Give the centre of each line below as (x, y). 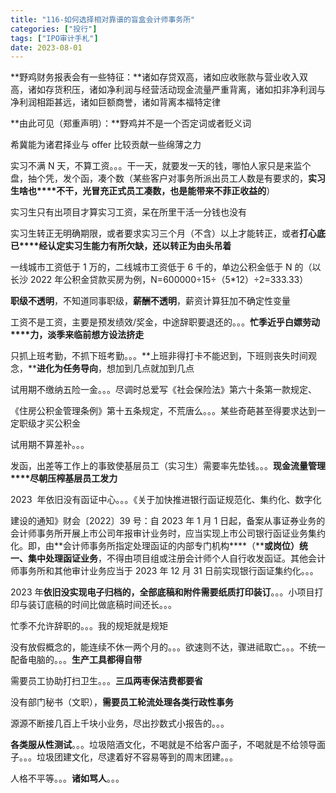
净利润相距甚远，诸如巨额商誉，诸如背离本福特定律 (115, 102)
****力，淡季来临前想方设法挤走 (77, 335)
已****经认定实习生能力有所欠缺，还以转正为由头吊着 (121, 246)
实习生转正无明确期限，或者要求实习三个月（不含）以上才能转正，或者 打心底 (168, 233)
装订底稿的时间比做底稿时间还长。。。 (102, 605)
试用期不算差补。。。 (50, 445)
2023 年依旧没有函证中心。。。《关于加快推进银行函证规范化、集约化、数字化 (166, 500)
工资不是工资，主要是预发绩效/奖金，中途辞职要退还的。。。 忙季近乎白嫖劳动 (165, 322)
